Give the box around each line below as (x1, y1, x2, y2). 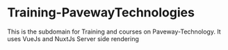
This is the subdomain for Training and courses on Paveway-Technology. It (7, 27, 221, 36)
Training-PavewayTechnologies (7, 5, 195, 21)
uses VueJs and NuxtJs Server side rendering (7, 34, 139, 42)
